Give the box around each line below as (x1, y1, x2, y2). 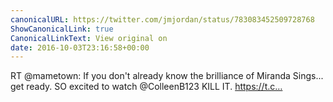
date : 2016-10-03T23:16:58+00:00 (10, 42, 150, 53)
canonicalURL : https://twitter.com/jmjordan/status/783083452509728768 (10, 14, 315, 25)
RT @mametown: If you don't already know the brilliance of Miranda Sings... (10, 70, 324, 82)
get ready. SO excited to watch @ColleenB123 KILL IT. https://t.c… (10, 81, 283, 93)
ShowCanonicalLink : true (10, 24, 114, 34)
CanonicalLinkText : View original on (10, 33, 168, 43)
